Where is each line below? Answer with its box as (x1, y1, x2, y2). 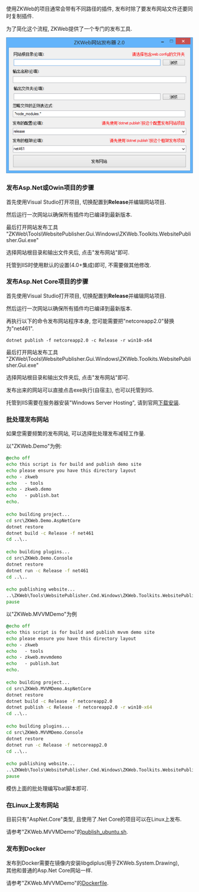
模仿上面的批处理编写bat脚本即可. (6, 785, 89, 792)
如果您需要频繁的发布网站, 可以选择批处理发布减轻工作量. (6, 430, 146, 437)
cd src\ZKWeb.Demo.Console (6, 555, 73, 561)
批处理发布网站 (6, 415, 49, 423)
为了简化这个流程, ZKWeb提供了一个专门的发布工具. (6, 26, 133, 32)
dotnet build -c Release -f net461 (6, 530, 94, 536)
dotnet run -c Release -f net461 (6, 567, 89, 574)
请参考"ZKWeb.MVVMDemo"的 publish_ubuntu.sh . (6, 828, 129, 836)
